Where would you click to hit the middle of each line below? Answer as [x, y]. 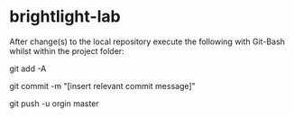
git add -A [28, 68]
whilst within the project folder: [67, 50]
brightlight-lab [65, 17]
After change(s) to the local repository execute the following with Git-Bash [147, 41]
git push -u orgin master [54, 103]
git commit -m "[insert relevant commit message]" [102, 86]
